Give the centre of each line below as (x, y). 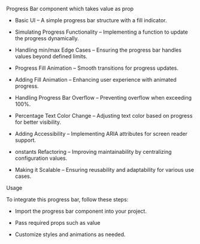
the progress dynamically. (47, 38)
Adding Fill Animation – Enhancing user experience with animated (96, 80)
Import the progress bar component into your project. (81, 211)
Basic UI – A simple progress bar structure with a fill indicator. (91, 20)
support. (25, 140)
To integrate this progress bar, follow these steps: (67, 200)
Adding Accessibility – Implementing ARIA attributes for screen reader (101, 134)
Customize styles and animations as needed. (70, 234)
